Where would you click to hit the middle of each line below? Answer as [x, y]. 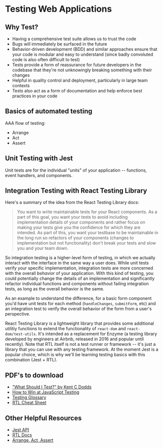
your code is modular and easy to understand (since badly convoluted [82, 54]
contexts [21, 86]
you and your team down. [43, 248]
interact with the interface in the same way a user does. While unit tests [77, 263]
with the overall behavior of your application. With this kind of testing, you [79, 273]
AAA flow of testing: [25, 123]
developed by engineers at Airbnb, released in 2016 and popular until [74, 339]
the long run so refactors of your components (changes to [75, 238]
